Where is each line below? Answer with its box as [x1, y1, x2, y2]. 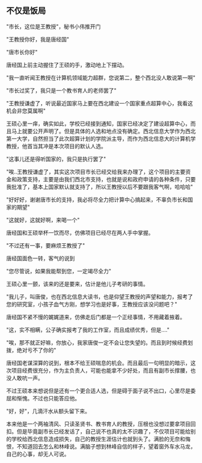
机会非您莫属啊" [6, 107, 46, 114]
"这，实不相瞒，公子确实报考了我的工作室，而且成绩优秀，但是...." [6, 326, 170, 333]
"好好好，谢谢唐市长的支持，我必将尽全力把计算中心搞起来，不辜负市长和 [6, 196, 188, 203]
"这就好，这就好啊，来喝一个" [6, 216, 80, 223]
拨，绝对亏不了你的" [6, 346, 57, 353]
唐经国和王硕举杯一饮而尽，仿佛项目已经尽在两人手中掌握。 [6, 229, 154, 236]
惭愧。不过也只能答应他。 [16, 394, 80, 402]
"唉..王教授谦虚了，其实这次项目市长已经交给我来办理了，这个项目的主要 [6, 168, 186, 175]
